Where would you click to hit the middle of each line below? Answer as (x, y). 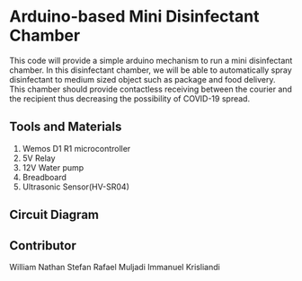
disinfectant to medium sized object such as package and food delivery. (142, 79)
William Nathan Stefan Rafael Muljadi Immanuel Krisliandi (115, 267)
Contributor (43, 246)
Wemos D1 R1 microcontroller (76, 148)
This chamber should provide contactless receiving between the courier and (151, 89)
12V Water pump (53, 167)
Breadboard (44, 177)
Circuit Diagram (54, 215)
